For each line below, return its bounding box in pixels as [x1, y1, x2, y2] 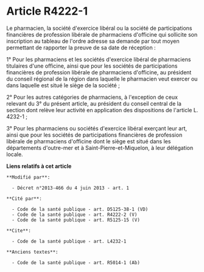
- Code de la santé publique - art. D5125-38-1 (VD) [12, 206, 149, 212]
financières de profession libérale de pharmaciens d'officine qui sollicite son [6, 30, 198, 38]
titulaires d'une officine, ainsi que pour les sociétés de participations [6, 62, 178, 70]
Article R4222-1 [6, 4, 88, 18]
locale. [6, 151, 23, 158]
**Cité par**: [6, 195, 43, 202]
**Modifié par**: [6, 174, 51, 181]
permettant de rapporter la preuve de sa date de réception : [6, 44, 157, 51]
